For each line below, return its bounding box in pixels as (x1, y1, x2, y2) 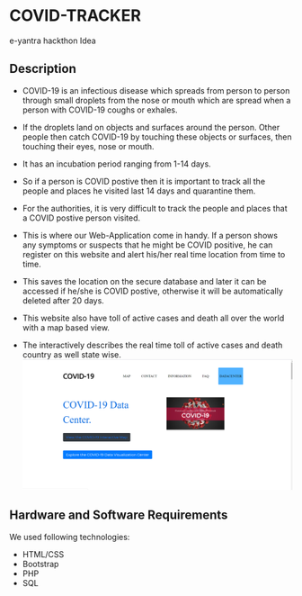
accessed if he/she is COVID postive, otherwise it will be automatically (22, 285, 283, 296)
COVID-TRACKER (9, 5, 142, 26)
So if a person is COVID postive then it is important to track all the (22, 176, 266, 186)
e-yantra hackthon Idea (9, 35, 96, 46)
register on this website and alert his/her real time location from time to (22, 248, 286, 259)
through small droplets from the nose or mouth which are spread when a (22, 95, 291, 105)
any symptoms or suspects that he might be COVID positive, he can (22, 239, 273, 250)
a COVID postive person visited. (22, 212, 141, 223)
